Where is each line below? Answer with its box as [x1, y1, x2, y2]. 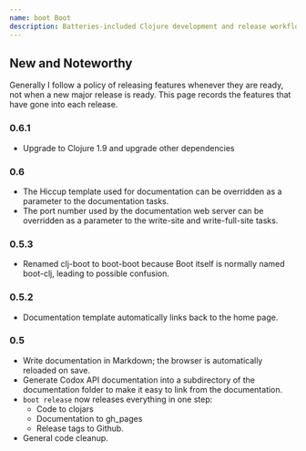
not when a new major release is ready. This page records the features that [9, 89, 291, 100]
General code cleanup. [22, 432, 109, 443]
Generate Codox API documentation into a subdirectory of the [22, 374, 255, 385]
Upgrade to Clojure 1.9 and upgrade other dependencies [22, 142, 235, 153]
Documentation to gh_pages [36, 413, 143, 424]
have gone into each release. [9, 99, 118, 110]
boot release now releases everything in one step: [22, 394, 213, 405]
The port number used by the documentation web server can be [22, 205, 264, 216]
